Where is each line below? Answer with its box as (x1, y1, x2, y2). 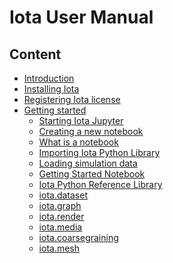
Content (9, 46, 62, 63)
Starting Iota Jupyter (38, 115, 124, 126)
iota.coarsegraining (38, 232, 119, 243)
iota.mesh (38, 242, 81, 254)
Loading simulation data (38, 157, 138, 169)
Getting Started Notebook (38, 168, 146, 180)
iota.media (38, 221, 83, 233)
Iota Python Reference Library (38, 179, 163, 190)
